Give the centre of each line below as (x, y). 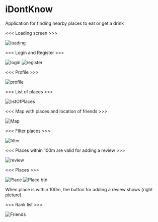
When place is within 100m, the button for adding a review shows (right (79, 189)
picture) (13, 195)
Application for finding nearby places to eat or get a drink (65, 23)
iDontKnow (29, 9)
